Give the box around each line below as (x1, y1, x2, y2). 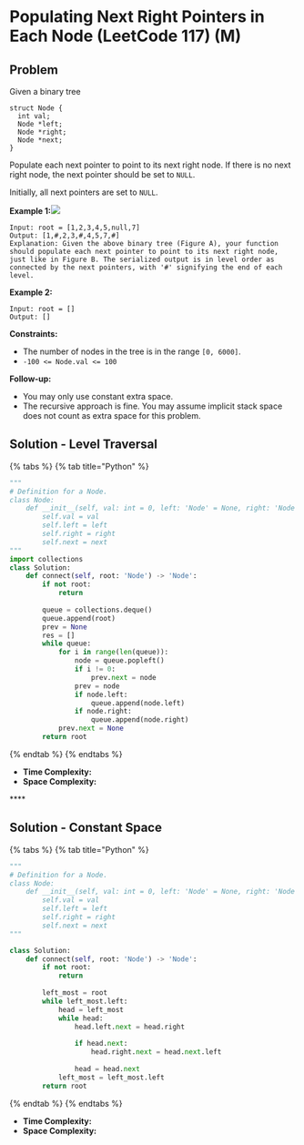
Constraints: (9, 329, 58, 339)
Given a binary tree (9, 86, 81, 96)
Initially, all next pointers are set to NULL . (9, 187, 158, 198)
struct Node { (9, 104, 64, 113)
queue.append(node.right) (90, 715, 189, 724)
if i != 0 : (74, 664, 117, 674)
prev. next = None (57, 724, 125, 734)
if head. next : (74, 1039, 128, 1049)
